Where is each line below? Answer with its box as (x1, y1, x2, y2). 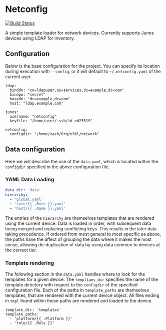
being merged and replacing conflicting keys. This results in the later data (5, 226, 157, 232)
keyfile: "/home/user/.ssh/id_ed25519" (9, 118, 93, 123)
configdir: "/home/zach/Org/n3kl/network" (9, 131, 99, 136)
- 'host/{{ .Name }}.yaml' (9, 206, 66, 211)
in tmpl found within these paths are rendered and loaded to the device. (5, 297, 153, 303)
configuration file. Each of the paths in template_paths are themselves (5, 287, 149, 293)
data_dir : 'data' (5, 187, 41, 192)
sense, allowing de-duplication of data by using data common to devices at (5, 242, 160, 248)
